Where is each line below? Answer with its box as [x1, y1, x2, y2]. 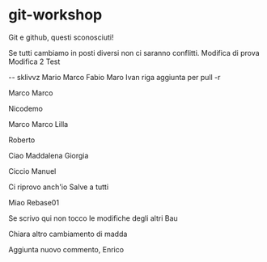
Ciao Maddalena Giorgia [8, 150, 89, 160]
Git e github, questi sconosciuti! [8, 32, 114, 42]
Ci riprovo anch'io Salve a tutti [8, 182, 109, 192]
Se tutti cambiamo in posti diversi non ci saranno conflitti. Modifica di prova [8, 48, 261, 57]
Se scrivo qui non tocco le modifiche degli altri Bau [8, 213, 178, 223]
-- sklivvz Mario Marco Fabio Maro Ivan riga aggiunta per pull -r [8, 72, 221, 82]
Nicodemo [8, 104, 43, 113]
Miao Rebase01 [8, 197, 59, 207]
